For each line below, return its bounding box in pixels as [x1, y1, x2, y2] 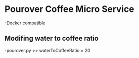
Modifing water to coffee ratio [4, 34, 99, 43]
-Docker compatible [4, 20, 46, 26]
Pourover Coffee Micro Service [4, 3, 135, 15]
